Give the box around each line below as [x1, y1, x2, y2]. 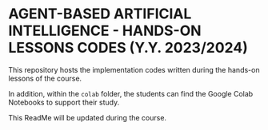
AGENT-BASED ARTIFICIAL [8, 5, 192, 23]
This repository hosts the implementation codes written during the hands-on [8, 65, 260, 74]
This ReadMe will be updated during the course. [8, 112, 166, 122]
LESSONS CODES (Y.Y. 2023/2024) [8, 39, 248, 57]
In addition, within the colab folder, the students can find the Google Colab [8, 89, 254, 98]
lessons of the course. [8, 73, 82, 83]
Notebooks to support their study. [8, 97, 120, 107]
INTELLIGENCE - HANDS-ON [8, 22, 202, 40]
